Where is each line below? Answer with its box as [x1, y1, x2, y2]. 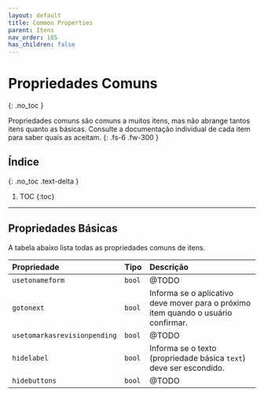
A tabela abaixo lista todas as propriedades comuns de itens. [8, 242, 206, 252]
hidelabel [12, 353, 49, 362]
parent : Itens [8, 26, 55, 34]
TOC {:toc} [19, 191, 55, 201]
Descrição [148, 261, 189, 272]
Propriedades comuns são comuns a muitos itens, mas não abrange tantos [8, 116, 251, 126]
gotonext [12, 303, 45, 312]
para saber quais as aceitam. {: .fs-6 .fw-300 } [8, 133, 159, 142]
